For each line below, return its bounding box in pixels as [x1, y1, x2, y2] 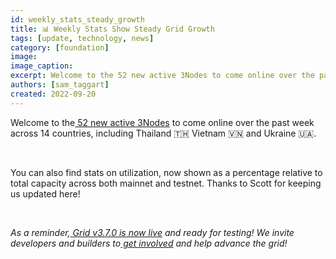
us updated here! [10, 187, 81, 200]
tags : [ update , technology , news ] [10, 33, 155, 43]
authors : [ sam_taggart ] [10, 80, 110, 90]
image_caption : [10, 61, 74, 71]
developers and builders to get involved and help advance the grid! [10, 237, 288, 249]
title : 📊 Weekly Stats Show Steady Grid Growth [10, 24, 215, 34]
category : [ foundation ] [10, 42, 110, 53]
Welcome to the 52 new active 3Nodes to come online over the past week [10, 116, 315, 128]
